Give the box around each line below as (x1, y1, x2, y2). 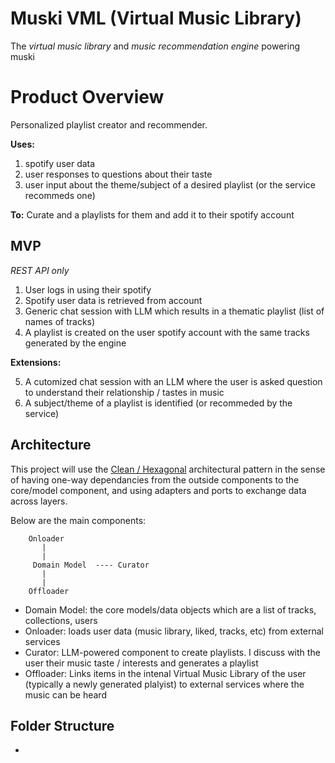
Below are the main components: (10, 514, 147, 526)
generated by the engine (24, 337, 127, 349)
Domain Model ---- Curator (32, 560, 150, 570)
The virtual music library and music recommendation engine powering (10, 40, 300, 52)
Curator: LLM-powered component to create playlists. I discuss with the (24, 646, 321, 658)
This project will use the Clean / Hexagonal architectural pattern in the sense (10, 463, 326, 475)
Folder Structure (10, 717, 115, 734)
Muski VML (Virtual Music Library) (10, 7, 302, 30)
